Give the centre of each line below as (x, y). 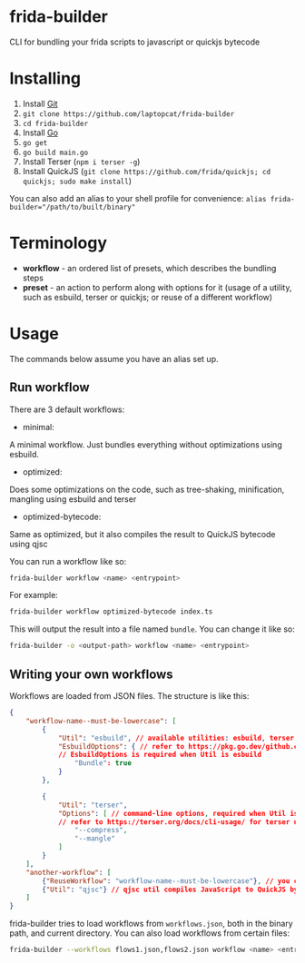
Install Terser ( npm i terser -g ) (81, 162)
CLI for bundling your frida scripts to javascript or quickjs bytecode (135, 42)
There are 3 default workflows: (67, 409)
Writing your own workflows (92, 674)
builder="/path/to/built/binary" (73, 207)
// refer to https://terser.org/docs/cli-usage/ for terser (174, 822)
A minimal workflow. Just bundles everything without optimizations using (146, 444)
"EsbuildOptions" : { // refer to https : (135, 746)
